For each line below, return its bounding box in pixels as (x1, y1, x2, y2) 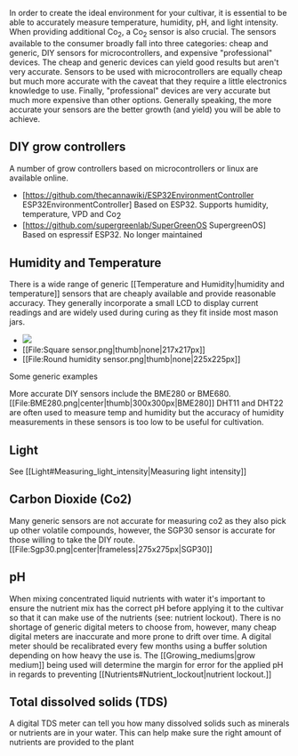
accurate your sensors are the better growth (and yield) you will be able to (9, 104, 281, 115)
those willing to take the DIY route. (9, 534, 135, 545)
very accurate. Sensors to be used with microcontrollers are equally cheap (9, 66, 283, 76)
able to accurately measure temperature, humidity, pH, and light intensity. (9, 17, 278, 28)
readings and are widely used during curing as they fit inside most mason (9, 307, 278, 318)
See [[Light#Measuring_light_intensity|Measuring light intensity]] (9, 466, 247, 477)
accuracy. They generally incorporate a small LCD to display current (9, 298, 259, 309)
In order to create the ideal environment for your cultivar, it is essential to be (9, 8, 287, 18)
